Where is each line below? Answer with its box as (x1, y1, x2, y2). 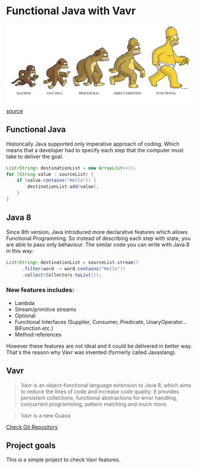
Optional (14, 312, 35, 319)
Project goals (6, 440, 56, 451)
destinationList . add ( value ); (27, 184, 99, 190)
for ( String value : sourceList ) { (6, 171, 94, 177)
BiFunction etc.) (14, 325, 54, 332)
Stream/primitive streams (14, 306, 77, 313)
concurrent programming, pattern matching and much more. (20, 400, 168, 407)
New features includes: (6, 286, 75, 294)
